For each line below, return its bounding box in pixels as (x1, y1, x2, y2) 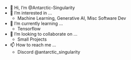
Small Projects (17, 36, 47, 42)
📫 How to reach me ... (9, 42, 56, 48)
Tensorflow (17, 26, 41, 32)
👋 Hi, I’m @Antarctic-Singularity (9, 5, 75, 10)
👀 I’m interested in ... (9, 10, 52, 16)
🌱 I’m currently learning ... (9, 20, 63, 26)
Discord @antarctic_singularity (17, 49, 81, 55)
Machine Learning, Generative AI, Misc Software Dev (17, 15, 126, 21)
